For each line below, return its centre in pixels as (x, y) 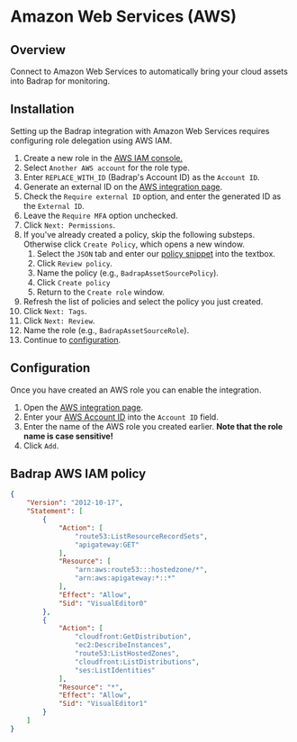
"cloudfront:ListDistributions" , (137, 662)
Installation (42, 109)
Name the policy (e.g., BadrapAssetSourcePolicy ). (128, 273)
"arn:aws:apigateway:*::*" (125, 578)
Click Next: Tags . (55, 311)
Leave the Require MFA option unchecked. (100, 215)
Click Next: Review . (59, 321)
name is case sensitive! (68, 436)
